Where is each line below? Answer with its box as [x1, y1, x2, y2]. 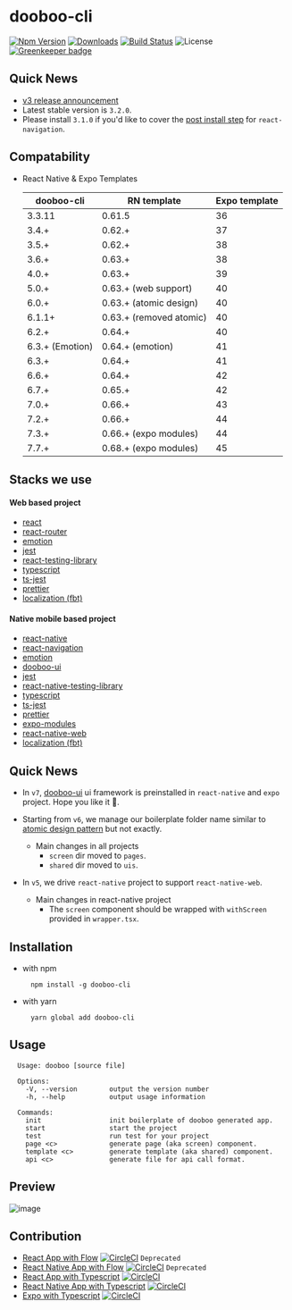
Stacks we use [9, 472, 92, 487]
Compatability [9, 149, 91, 164]
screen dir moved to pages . [48, 851, 146, 861]
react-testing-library [21, 555, 97, 566]
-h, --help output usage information [25, 1092, 205, 1101]
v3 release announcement [21, 95, 119, 105]
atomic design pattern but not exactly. [21, 824, 163, 835]
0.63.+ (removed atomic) [101, 311, 207, 323]
